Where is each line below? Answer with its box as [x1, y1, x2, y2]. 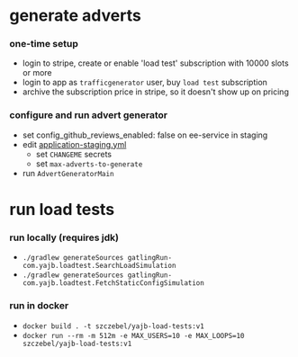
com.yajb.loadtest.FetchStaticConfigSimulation [22, 279, 204, 288]
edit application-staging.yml [22, 138, 127, 149]
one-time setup [9, 38, 78, 50]
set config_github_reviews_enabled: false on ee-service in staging [22, 129, 268, 140]
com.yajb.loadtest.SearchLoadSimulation [22, 262, 176, 271]
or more [22, 67, 52, 78]
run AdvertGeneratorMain [22, 167, 114, 178]
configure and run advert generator [9, 109, 168, 121]
